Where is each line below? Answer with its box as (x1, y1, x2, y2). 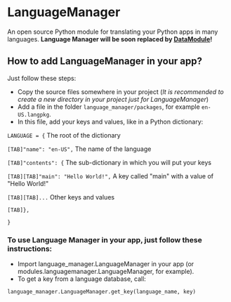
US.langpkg (17, 111, 50, 118)
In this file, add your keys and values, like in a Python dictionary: (17, 117, 204, 126)
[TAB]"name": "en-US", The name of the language (7, 145, 152, 153)
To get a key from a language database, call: (17, 275, 146, 283)
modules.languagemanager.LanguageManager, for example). (17, 268, 194, 276)
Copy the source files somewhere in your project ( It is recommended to (17, 87, 224, 96)
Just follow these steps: (7, 74, 77, 82)
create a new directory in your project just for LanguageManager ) (17, 95, 209, 103)
